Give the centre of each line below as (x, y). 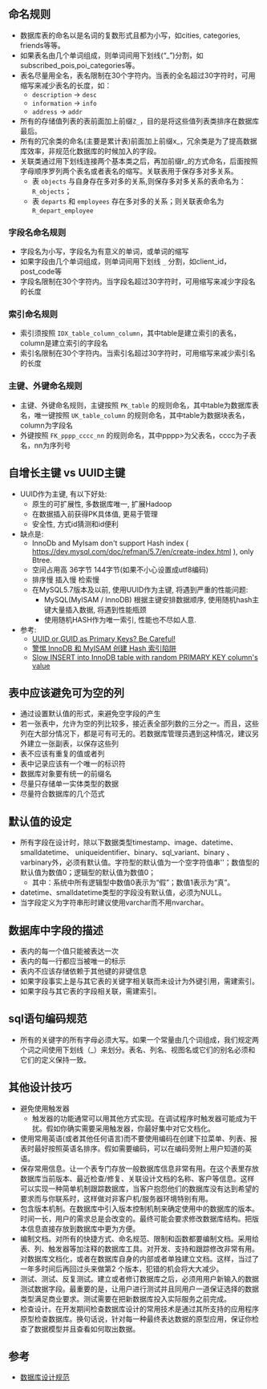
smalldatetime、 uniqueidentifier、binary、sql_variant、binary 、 (127, 852)
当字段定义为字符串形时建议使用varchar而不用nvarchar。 (114, 903)
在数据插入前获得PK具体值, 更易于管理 (95, 514)
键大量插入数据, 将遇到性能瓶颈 (95, 609)
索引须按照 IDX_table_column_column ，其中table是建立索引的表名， (130, 333)
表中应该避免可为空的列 (66, 692)
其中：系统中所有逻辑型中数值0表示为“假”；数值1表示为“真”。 (133, 883)
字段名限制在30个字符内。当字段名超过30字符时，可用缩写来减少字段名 (138, 281)
